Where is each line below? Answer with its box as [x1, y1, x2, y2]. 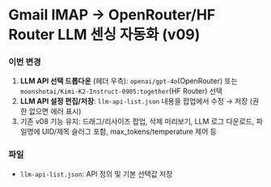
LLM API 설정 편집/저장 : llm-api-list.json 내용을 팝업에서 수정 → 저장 [19, 96, 248, 106]
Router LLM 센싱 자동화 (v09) [8, 26, 201, 44]
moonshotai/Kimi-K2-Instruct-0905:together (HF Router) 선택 [19, 87, 223, 96]
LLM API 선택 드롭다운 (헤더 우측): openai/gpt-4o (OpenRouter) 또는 [19, 76, 239, 86]
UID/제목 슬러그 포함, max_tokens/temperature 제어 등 [41, 127, 217, 137]
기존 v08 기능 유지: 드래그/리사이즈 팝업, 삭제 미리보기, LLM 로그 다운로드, [19, 117, 255, 126]
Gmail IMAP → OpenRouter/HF [8, 6, 216, 24]
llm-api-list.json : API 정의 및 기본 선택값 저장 [19, 168, 173, 179]
